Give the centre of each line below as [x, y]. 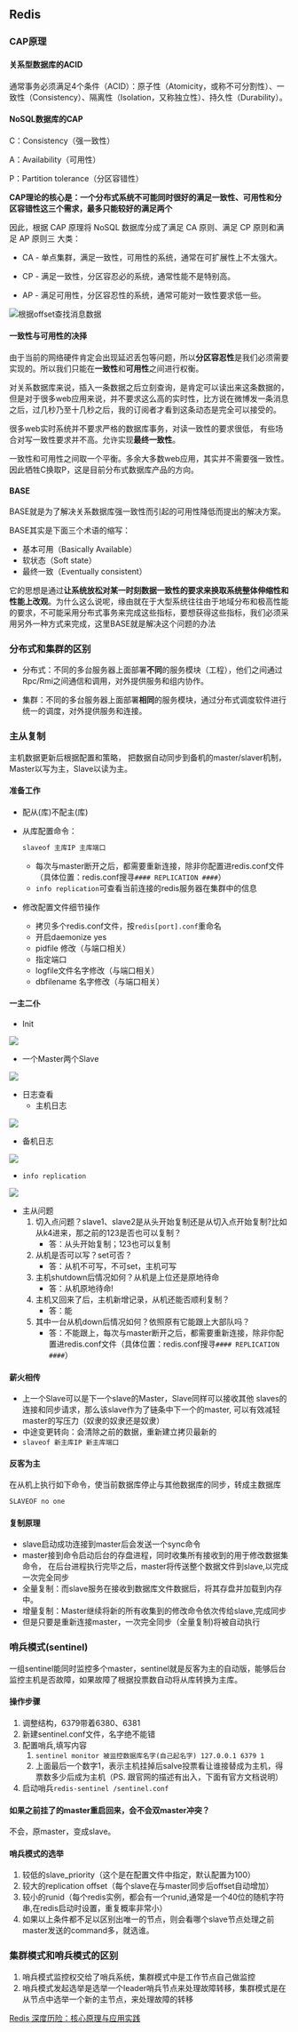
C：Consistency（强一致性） [62, 141]
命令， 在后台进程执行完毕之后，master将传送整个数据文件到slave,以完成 [155, 1566]
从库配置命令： [49, 831]
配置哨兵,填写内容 [54, 1745]
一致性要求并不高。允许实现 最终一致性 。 [106, 439]
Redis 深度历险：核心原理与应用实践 [75, 2018]
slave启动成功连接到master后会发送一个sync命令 [111, 1544]
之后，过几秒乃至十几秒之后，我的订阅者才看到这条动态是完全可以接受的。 [145, 409]
